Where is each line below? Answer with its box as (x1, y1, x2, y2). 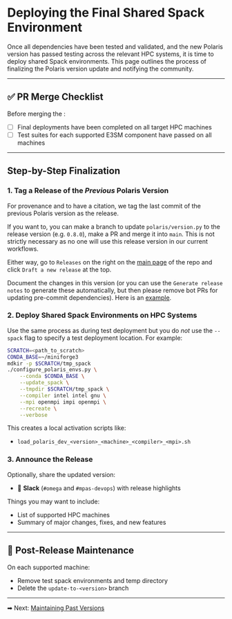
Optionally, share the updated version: (7, 470, 116, 478)
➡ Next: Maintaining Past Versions (7, 604, 105, 612)
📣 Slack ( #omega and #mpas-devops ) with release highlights (17, 483, 181, 492)
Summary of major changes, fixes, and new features (17, 518, 166, 526)
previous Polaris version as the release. (7, 209, 119, 217)
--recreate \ (19, 405, 57, 412)
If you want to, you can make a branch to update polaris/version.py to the (7, 222, 221, 231)
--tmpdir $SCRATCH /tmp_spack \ (19, 386, 110, 393)
